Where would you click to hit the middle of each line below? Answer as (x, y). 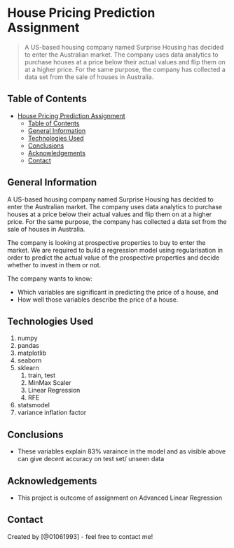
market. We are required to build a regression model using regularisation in (115, 250)
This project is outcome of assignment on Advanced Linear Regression (120, 498)
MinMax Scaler (49, 383)
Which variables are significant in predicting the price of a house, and (118, 292)
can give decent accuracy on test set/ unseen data (91, 459)
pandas (28, 346)
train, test (42, 375)
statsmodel (34, 405)
